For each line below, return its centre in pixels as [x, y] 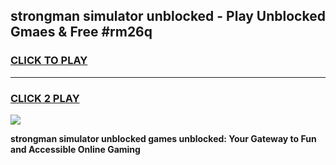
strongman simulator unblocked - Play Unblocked [168, 16]
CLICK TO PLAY [49, 61]
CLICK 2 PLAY [45, 98]
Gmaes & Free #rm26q [81, 32]
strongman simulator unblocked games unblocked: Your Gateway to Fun [163, 138]
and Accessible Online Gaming [75, 149]
